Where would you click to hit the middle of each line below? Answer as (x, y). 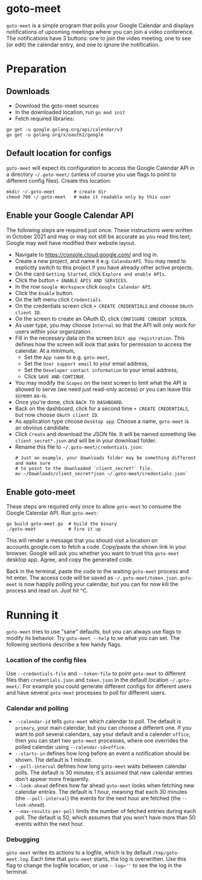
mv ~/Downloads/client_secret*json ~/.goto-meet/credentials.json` (101, 473)
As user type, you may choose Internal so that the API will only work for (105, 325)
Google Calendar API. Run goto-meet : (52, 513)
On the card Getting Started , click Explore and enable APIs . (90, 274)
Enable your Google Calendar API (70, 216)
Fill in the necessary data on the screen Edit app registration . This (100, 338)
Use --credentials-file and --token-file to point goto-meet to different (96, 673)
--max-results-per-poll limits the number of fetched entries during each (106, 811)
